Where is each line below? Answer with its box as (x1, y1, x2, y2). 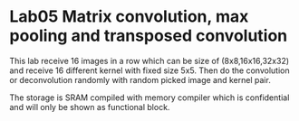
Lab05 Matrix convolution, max (9, 6, 249, 27)
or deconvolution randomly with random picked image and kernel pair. (9, 74, 272, 85)
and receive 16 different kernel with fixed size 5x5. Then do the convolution (9, 65, 290, 76)
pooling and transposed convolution (9, 25, 288, 46)
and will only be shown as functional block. (9, 101, 170, 112)
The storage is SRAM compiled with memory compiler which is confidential (9, 92, 290, 103)
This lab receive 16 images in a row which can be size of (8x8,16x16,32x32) (9, 55, 290, 66)
